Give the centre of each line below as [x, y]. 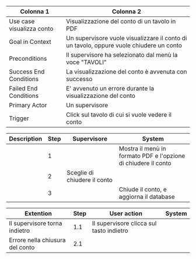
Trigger [19, 118]
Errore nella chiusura [37, 240]
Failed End [23, 88]
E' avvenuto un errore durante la [110, 88]
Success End [27, 71]
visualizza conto [31, 29]
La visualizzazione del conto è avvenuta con [127, 71]
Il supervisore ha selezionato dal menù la [122, 55]
